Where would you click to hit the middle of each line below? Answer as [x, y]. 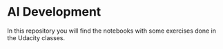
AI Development [54, 12]
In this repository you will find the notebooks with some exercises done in [111, 31]
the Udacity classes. [36, 37]
